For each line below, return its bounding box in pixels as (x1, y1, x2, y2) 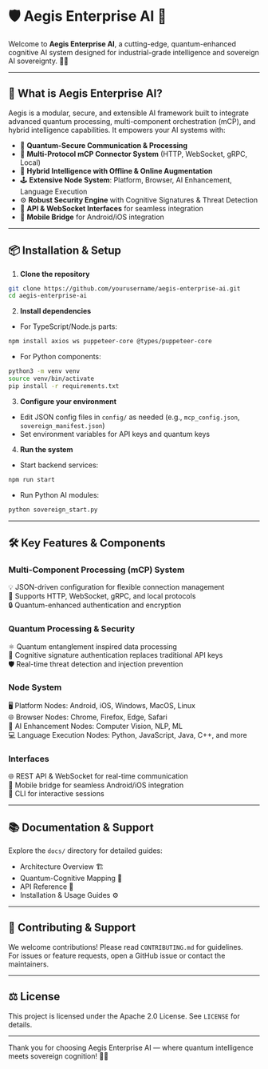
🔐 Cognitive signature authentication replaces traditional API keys (8, 650, 223, 659)
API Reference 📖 (19, 882, 74, 891)
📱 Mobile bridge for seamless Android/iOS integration (8, 780, 184, 790)
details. (8, 1019, 33, 1029)
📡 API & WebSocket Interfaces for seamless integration (19, 203, 203, 213)
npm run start (8, 475, 56, 483)
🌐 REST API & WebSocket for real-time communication (8, 771, 189, 781)
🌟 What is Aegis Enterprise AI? (8, 86, 163, 101)
